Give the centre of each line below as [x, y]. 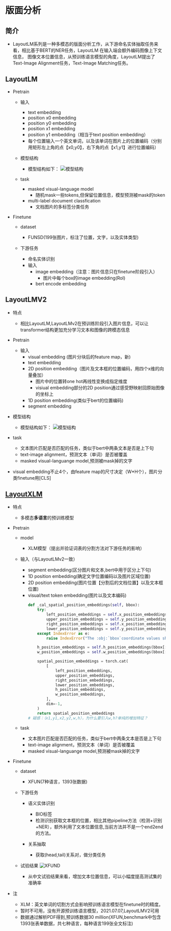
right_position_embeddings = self [83, 624]
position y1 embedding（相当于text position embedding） [88, 134]
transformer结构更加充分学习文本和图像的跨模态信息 [75, 330]
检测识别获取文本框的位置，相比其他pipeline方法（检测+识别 [99, 820]
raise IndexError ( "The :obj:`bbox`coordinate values [103, 638]
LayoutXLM [24, 494]
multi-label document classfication [64, 200]
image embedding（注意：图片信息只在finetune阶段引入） [96, 271]
